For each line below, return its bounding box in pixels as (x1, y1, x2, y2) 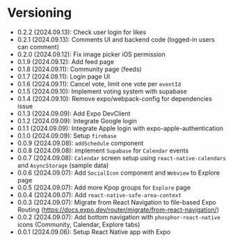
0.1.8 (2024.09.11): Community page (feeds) (17, 65, 142, 73)
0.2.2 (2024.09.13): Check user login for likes (17, 28, 147, 36)
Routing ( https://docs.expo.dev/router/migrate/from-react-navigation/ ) (17, 205, 220, 214)
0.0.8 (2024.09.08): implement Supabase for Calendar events (17, 146, 189, 155)
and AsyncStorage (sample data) (17, 161, 109, 169)
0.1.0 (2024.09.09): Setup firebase (17, 131, 117, 140)
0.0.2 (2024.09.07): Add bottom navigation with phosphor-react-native (17, 212, 220, 221)
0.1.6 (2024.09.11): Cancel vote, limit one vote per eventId (17, 79, 182, 88)
